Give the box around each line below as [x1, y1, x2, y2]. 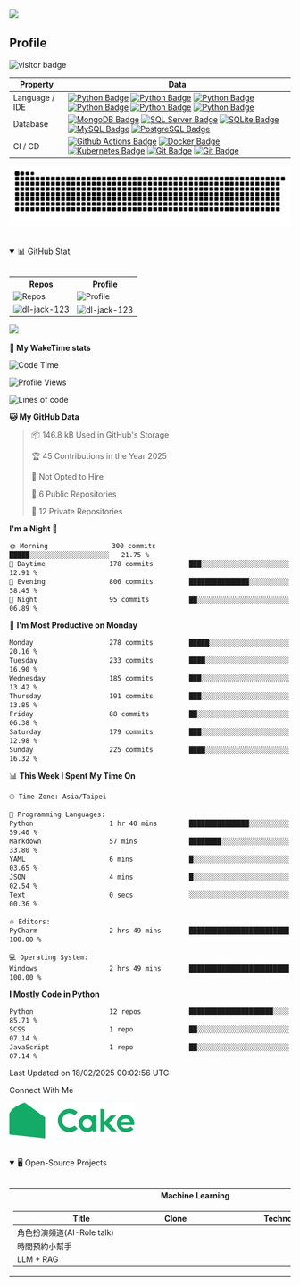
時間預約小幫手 [17, 1241, 72, 1252]
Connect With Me [9, 1085, 74, 1096]
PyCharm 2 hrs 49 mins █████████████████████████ [9, 926, 290, 936]
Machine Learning [160, 1190, 230, 1200]
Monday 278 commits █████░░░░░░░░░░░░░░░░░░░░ [9, 639, 290, 647]
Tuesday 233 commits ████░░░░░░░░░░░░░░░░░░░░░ [9, 656, 290, 665]
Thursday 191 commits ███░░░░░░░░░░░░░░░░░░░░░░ [9, 692, 290, 701]
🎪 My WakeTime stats [9, 343, 91, 354]
